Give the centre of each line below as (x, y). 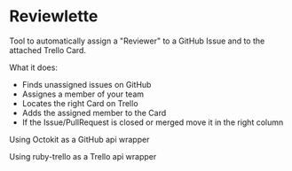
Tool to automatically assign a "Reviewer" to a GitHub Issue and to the (137, 41)
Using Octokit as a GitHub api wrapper (79, 139)
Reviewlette (54, 16)
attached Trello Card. (48, 50)
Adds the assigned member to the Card (94, 113)
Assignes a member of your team (83, 94)
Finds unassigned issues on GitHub (87, 84)
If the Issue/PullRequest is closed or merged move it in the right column (153, 122)
